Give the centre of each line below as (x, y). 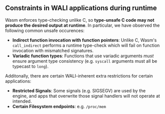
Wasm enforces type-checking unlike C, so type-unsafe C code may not (80, 20)
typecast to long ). (30, 66)
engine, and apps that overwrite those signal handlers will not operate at (86, 96)
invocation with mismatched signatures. (53, 50)
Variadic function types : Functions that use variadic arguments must (83, 56)
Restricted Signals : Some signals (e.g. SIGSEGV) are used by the (79, 90)
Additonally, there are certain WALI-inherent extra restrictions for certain (79, 76)
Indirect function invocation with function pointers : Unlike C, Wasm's (84, 40)
